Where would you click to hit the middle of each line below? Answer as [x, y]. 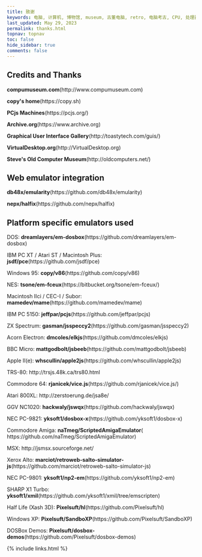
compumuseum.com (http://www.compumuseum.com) [75, 89]
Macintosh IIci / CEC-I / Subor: [44, 296]
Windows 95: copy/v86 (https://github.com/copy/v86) [73, 273]
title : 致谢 [21, 12]
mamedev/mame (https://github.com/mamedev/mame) [75, 302]
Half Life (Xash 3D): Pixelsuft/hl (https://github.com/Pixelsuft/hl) [85, 507]
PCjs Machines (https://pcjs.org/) [48, 113]
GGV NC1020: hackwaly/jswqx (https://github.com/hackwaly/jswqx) [91, 407]
